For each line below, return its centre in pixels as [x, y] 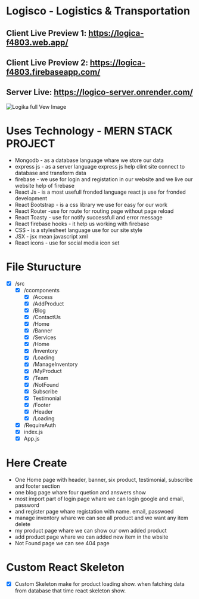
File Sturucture [44, 267]
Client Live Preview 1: [46, 33]
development [31, 198]
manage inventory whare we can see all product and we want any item [102, 518]
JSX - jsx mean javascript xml [51, 236]
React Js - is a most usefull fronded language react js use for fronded [100, 192]
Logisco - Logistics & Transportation [98, 11]
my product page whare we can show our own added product [91, 531]
